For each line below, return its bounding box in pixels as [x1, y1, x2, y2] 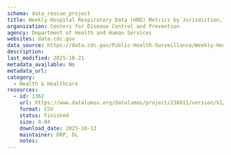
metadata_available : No [7, 61, 76, 68]
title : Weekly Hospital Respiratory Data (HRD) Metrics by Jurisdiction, [7, 16, 223, 23]
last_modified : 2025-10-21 [7, 55, 85, 62]
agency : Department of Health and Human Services [7, 29, 153, 36]
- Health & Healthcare [13, 80, 78, 87]
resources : [7, 86, 38, 93]
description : [7, 49, 45, 56]
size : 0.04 [19, 118, 51, 126]
